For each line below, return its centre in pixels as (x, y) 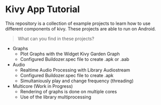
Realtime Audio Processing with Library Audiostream (75, 70)
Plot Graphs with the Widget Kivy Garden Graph (70, 54)
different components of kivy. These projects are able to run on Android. (80, 28)
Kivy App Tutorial (43, 9)
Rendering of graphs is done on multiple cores (69, 91)
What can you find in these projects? (56, 39)
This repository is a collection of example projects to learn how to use (78, 23)
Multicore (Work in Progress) (43, 86)
